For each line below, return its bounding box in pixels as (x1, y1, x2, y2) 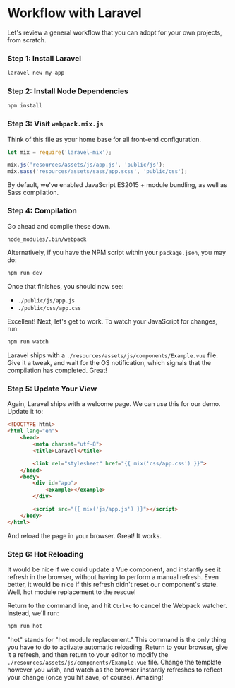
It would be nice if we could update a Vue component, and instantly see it (7, 565, 221, 574)
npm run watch (7, 338, 49, 345)
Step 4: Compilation (7, 206, 78, 216)
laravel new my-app (7, 69, 65, 77)
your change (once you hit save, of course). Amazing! (7, 672, 164, 681)
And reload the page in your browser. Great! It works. (7, 531, 162, 540)
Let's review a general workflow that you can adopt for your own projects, (7, 28, 222, 37)
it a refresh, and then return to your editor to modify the (7, 650, 169, 658)
